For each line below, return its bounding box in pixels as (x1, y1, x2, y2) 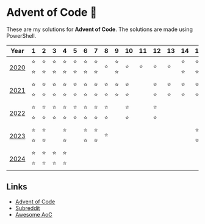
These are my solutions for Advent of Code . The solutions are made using (6, 26, 193, 33)
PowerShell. (6, 32, 37, 39)
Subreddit (15, 204, 40, 212)
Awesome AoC (15, 211, 53, 218)
